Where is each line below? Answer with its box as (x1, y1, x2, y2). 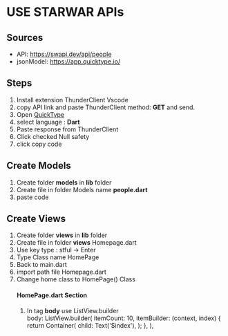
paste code (16, 193, 49, 201)
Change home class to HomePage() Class (16, 275, 136, 283)
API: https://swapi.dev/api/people (16, 50, 112, 58)
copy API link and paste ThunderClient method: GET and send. (16, 103, 195, 111)
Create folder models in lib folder (16, 178, 112, 187)
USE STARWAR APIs (6, 4, 124, 20)
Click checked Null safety (16, 132, 90, 140)
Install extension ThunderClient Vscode (16, 95, 129, 104)
